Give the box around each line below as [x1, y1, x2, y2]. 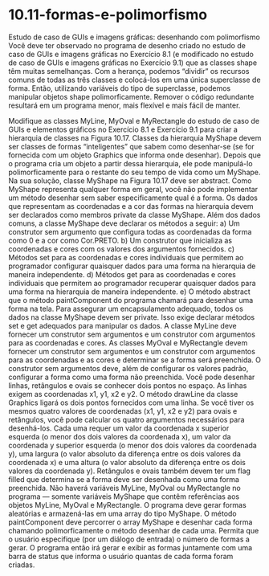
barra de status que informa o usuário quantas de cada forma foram [8, 551, 234, 561]
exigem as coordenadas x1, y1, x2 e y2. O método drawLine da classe [8, 389, 238, 398]
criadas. [8, 560, 35, 570]
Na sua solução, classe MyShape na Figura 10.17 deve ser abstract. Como [8, 175, 252, 186]
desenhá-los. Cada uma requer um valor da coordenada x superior [8, 423, 230, 433]
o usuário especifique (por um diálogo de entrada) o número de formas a [8, 534, 251, 544]
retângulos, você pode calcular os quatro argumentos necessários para [8, 415, 245, 424]
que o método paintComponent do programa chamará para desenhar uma [8, 295, 254, 304]
